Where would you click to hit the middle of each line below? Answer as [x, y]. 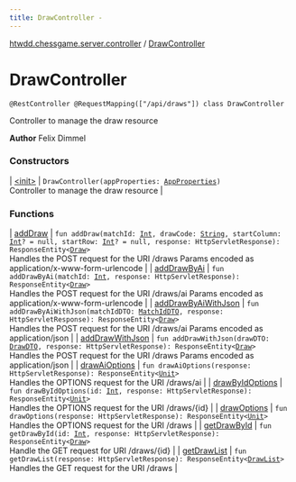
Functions [32, 214]
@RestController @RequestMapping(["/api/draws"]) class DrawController [147, 104]
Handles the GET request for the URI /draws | [93, 468]
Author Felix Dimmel [48, 138]
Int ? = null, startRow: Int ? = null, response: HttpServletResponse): [145, 242]
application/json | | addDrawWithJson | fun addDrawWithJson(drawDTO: [139, 338]
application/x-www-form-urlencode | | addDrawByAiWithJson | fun [134, 304]
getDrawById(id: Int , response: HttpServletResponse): [115, 434]
